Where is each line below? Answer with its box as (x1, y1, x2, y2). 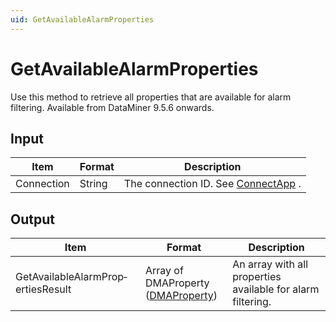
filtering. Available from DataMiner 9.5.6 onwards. (10, 101, 215, 113)
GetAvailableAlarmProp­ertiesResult (15, 270, 128, 296)
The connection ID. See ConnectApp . (123, 177, 302, 191)
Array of (144, 264, 184, 278)
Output (10, 211, 55, 228)
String (79, 177, 108, 191)
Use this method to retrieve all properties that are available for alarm (10, 91, 292, 103)
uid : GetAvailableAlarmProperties (10, 14, 155, 25)
